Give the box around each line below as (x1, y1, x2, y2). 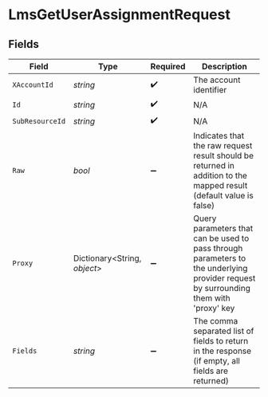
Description (202, 61, 247, 72)
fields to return (193, 336, 249, 346)
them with (193, 293, 231, 304)
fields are (193, 365, 229, 376)
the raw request (193, 140, 253, 151)
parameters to (193, 253, 246, 264)
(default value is (193, 190, 254, 201)
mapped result (193, 180, 248, 191)
